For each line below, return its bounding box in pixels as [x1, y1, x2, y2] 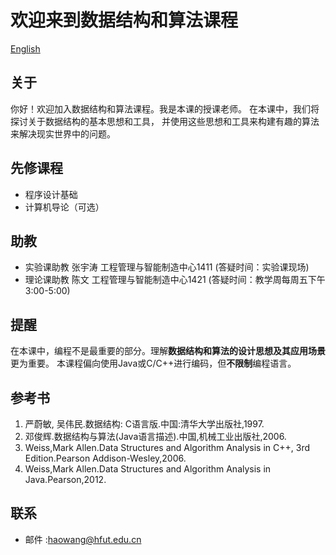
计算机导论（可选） [24, 201, 105, 213]
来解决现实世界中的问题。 [10, 127, 116, 140]
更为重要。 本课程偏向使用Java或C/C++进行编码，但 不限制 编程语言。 [10, 357, 297, 370]
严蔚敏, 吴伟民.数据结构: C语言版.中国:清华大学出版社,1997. [24, 418, 265, 430]
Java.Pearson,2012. [24, 474, 107, 485]
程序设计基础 [24, 188, 78, 200]
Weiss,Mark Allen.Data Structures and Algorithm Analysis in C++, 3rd [24, 442, 311, 453]
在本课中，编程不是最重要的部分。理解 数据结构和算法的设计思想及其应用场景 [10, 345, 326, 357]
